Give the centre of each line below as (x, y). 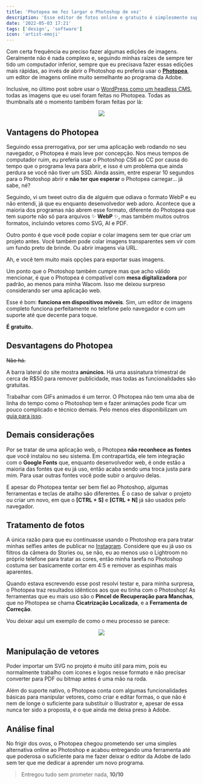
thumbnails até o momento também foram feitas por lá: (75, 102)
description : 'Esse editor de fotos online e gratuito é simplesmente (97, 18)
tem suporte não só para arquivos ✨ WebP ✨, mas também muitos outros (98, 216)
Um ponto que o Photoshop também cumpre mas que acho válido (88, 271)
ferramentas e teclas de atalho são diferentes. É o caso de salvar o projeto (99, 493)
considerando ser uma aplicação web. (54, 290)
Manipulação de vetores (53, 651)
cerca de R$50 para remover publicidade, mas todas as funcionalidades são (101, 378)
